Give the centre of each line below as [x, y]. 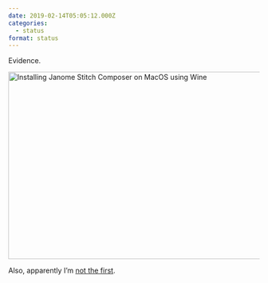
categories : [28, 23]
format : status [33, 38]
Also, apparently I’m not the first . [62, 271]
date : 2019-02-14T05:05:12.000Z [62, 16]
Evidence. [25, 61]
